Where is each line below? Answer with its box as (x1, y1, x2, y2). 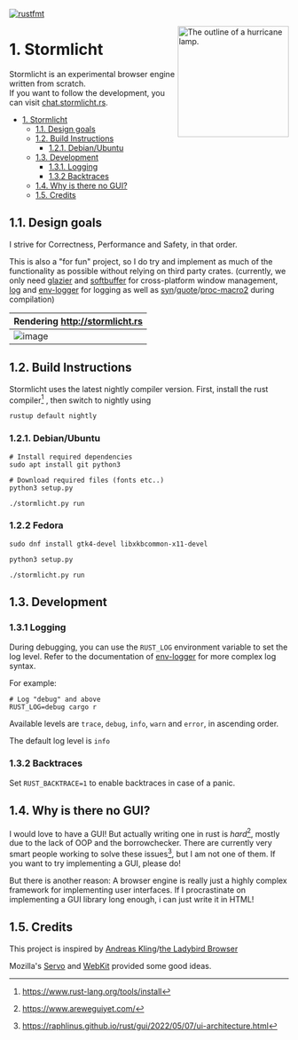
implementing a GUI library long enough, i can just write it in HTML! (9, 894, 255, 904)
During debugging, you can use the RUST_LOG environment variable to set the (9, 642, 288, 652)
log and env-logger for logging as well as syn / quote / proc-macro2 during (9, 284, 275, 295)
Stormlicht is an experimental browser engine (9, 68, 176, 79)
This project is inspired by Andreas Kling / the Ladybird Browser (9, 943, 239, 954)
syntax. (9, 660, 36, 671)
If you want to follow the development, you (9, 87, 166, 98)
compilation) (9, 294, 55, 304)
